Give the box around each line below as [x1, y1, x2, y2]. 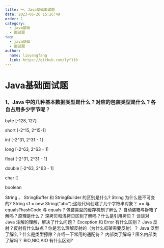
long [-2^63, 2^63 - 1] [5, 146, 49, 152]
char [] [5, 175, 19, 181]
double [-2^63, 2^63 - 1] [5, 165, 54, 171]
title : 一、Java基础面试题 [5, 7, 55, 12]
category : [5, 21, 26, 26]
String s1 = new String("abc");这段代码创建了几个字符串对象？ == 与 [13, 200, 150, 206]
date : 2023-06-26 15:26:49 [5, 12, 60, 17]
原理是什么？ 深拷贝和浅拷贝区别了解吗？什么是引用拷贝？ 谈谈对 [18, 213, 150, 219]
